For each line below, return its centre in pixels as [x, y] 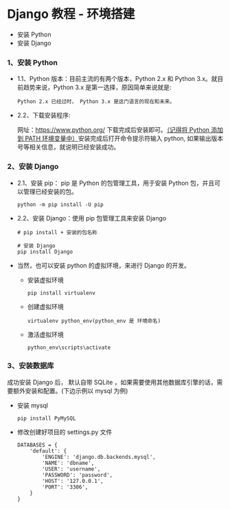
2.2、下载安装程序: [44, 115]
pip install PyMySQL [46, 418]
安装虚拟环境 [45, 280]
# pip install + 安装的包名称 [57, 232]
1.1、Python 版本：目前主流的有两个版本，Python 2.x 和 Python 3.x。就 [117, 79]
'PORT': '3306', [65, 487]
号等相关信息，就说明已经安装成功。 [68, 147]
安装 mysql [33, 405]
